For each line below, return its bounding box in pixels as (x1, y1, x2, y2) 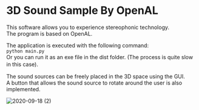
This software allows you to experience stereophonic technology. (6, 24, 170, 31)
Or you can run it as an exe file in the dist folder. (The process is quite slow (6, 53, 193, 60)
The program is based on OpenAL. (6, 30, 93, 37)
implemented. (6, 85, 41, 92)
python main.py (6, 48, 45, 54)
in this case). (6, 60, 38, 68)
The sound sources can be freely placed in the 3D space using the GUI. (6, 73, 185, 80)
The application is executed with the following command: (6, 42, 149, 49)
